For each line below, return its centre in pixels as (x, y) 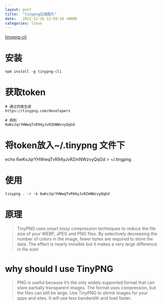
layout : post (18, 10)
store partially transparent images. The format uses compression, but (86, 287)
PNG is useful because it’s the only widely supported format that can (86, 282)
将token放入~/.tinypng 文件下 (65, 146)
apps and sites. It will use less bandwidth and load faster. (74, 298)
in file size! (28, 249)
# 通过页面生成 (18, 107)
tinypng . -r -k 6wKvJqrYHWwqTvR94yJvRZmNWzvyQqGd (57, 194)
